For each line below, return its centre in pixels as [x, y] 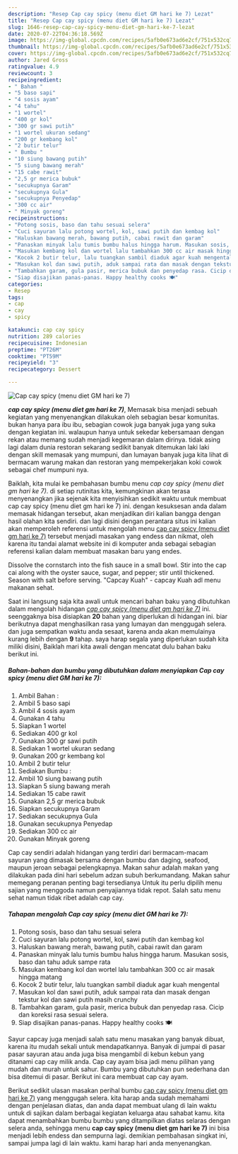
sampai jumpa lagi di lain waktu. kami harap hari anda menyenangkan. [110, 1143]
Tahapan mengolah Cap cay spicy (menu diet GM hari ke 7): [98, 914]
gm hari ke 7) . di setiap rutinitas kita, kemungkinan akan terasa [99, 491]
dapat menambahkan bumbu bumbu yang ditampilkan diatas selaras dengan [119, 1120]
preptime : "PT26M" [35, 349]
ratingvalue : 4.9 [34, 67]
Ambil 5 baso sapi [44, 703]
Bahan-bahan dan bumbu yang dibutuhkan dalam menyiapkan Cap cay [116, 670]
